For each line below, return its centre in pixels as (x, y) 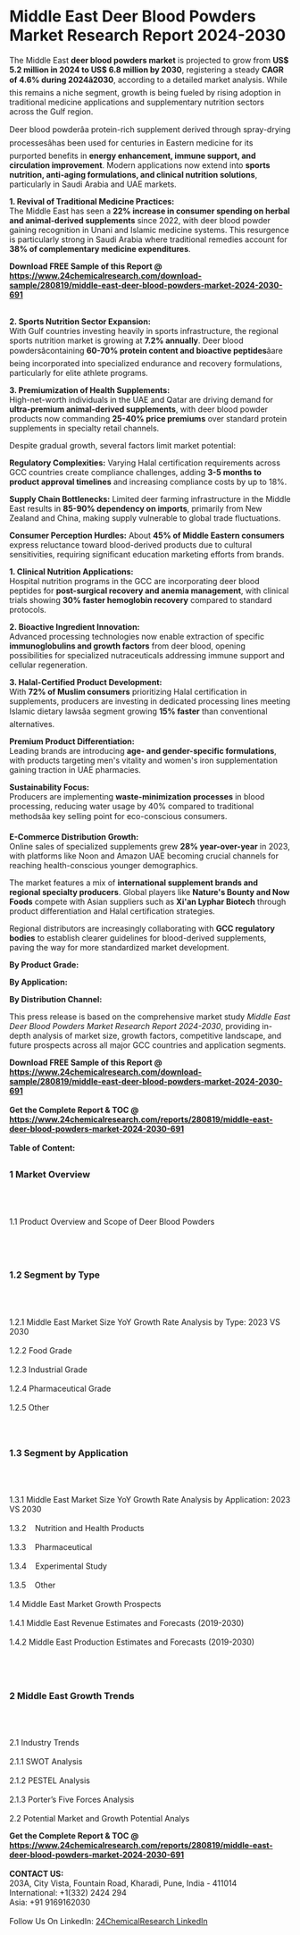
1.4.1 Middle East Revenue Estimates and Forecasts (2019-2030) (127, 1623)
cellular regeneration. (48, 665)
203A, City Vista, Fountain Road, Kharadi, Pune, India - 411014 (123, 1883)
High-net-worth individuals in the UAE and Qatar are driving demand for (142, 399)
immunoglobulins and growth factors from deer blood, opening (127, 646)
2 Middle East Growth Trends (72, 1696)
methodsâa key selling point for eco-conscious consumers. (118, 816)
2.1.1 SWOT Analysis (46, 1762)
